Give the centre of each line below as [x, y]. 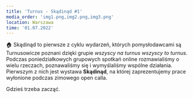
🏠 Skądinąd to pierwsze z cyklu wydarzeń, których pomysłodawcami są [94, 45]
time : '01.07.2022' [30, 28]
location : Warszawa [30, 22]
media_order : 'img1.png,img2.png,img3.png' [60, 17]
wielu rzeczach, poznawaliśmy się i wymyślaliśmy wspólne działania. [89, 65]
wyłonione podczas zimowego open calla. [57, 78]
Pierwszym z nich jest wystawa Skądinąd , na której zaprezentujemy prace [96, 72]
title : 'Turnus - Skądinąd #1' [44, 11]
